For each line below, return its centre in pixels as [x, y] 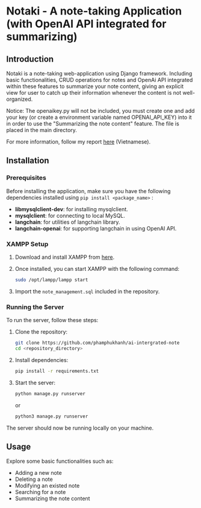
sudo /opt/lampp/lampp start [51, 280]
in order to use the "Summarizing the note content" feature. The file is [93, 124]
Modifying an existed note [47, 486]
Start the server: [35, 383]
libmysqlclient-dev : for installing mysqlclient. [71, 209]
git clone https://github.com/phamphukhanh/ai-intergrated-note [97, 343]
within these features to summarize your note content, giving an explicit [95, 86]
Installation [28, 161]
